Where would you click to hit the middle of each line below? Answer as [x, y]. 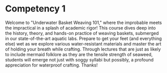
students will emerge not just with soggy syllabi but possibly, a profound [79, 59]
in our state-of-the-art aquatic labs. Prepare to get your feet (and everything [83, 38]
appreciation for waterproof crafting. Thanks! [52, 65]
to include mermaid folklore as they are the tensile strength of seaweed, [79, 54]
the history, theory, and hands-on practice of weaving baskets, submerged [82, 33]
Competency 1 [35, 9]
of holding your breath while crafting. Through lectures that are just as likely [83, 49]
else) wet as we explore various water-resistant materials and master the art [83, 43]
